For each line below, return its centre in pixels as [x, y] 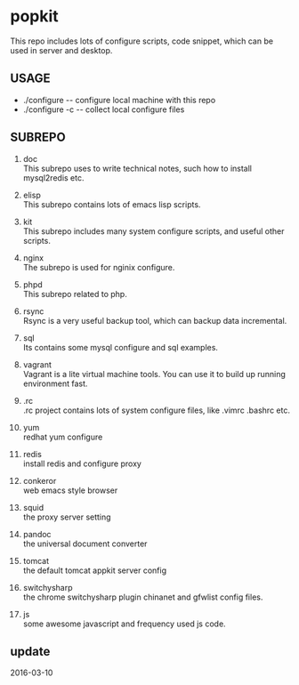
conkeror [40, 480]
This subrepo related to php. [75, 294]
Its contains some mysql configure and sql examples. [121, 347]
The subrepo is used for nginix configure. [99, 267]
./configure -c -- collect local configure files [104, 109]
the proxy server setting [67, 517]
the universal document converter [85, 544]
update [30, 651]
